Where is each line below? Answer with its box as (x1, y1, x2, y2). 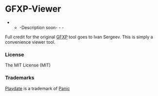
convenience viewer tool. (5, 39, 55, 45)
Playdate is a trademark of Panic (5, 85, 70, 91)
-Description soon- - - (19, 24, 64, 30)
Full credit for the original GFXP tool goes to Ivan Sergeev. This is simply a (5, 34, 153, 40)
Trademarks (5, 74, 35, 81)
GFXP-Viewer (5, 3, 61, 15)
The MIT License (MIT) (5, 62, 51, 68)
